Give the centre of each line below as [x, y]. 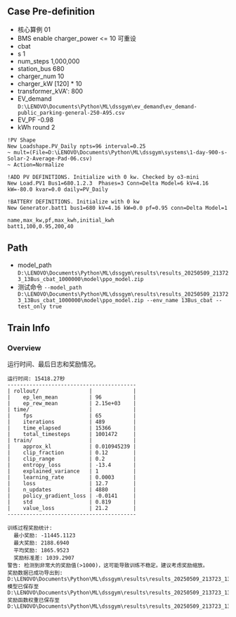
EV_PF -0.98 [35, 120]
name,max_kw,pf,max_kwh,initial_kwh [61, 220]
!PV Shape [22, 140]
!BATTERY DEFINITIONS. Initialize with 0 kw [73, 201]
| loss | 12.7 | [72, 484]
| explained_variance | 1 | [72, 471]
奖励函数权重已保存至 [33, 600]
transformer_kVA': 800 [50, 91]
